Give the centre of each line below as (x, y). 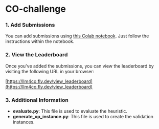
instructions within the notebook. (40, 41)
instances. (24, 122)
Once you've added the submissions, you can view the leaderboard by (80, 66)
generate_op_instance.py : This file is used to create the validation (83, 117)
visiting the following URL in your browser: (50, 71)
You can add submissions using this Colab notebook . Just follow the (77, 36)
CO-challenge (36, 9)
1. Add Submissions (30, 25)
